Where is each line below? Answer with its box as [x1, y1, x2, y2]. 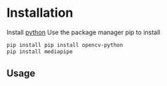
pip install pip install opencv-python [6, 41, 123, 48]
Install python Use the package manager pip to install [6, 28, 161, 36]
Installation [6, 5, 74, 21]
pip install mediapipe [6, 48, 73, 55]
